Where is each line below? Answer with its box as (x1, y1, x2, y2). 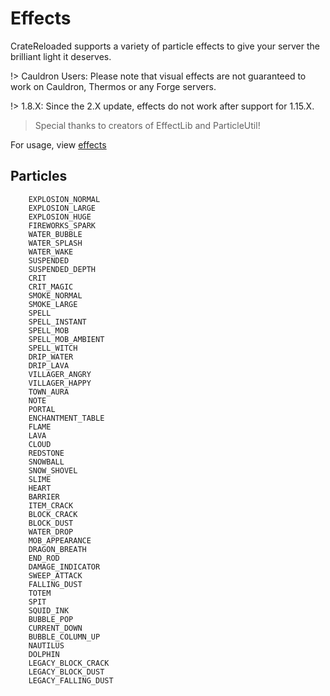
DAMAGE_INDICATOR (28, 562, 101, 572)
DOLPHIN (28, 649, 60, 659)
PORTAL (28, 404, 56, 414)
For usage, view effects (10, 138, 107, 151)
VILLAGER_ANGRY (28, 369, 92, 379)
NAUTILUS (28, 640, 65, 651)
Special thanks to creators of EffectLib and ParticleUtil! (34, 119, 261, 131)
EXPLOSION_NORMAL (28, 194, 101, 204)
